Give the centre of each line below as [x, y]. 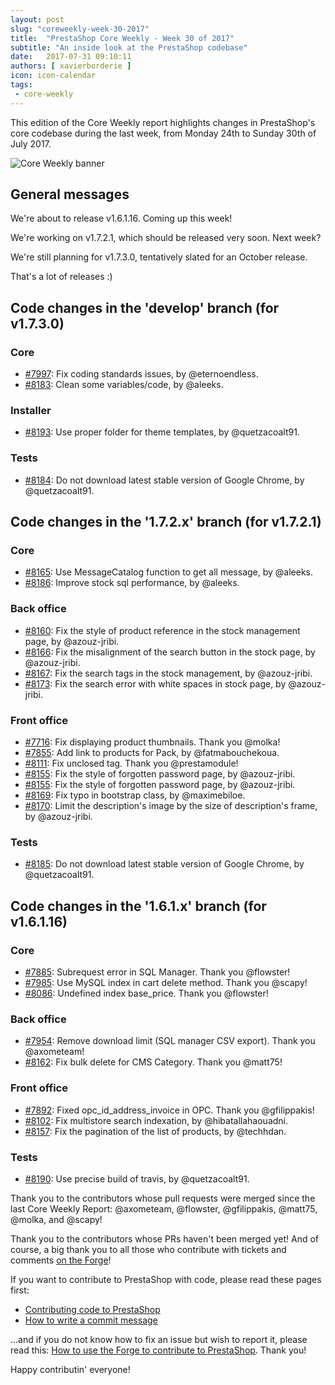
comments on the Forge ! [61, 1260]
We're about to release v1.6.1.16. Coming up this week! [121, 218]
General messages [70, 194]
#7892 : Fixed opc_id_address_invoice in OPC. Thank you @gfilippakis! [169, 1110]
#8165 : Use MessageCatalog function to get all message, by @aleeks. [169, 572]
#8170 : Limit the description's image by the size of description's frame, [171, 805]
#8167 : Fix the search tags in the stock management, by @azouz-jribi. [168, 673]
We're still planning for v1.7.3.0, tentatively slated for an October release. [159, 257]
